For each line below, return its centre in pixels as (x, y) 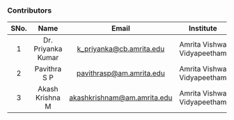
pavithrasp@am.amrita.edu (120, 73)
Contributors (30, 10)
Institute (203, 29)
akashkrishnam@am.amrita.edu (121, 98)
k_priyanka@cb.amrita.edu (121, 49)
